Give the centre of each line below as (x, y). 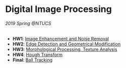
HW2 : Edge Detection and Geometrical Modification (67, 44)
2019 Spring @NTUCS (28, 23)
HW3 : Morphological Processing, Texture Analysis (65, 49)
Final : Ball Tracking (33, 60)
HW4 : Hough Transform (38, 55)
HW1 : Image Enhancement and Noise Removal (61, 39)
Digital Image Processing (58, 9)
